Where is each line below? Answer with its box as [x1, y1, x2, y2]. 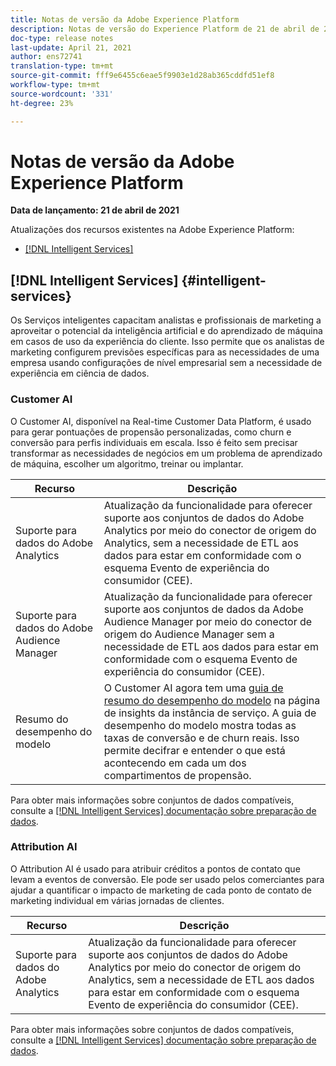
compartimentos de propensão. [103, 768, 252, 782]
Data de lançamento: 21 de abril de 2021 [10, 204, 180, 216]
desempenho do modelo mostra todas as [103, 718, 297, 732]
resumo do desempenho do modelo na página [103, 693, 321, 707]
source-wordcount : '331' [10, 89, 114, 99]
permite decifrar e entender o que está [103, 743, 286, 757]
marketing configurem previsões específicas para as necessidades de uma [10, 346, 320, 358]
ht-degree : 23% [10, 98, 74, 108]
